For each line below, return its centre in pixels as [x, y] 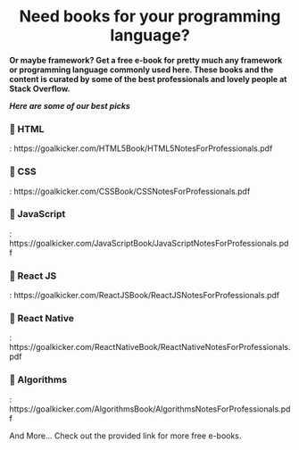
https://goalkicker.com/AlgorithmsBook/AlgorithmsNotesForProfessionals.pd [150, 409]
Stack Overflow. [40, 88]
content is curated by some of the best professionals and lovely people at [148, 79]
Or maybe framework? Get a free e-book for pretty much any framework [146, 60]
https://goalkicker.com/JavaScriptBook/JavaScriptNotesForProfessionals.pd [149, 243]
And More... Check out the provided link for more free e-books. [125, 436]
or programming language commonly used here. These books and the [141, 70]
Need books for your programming [150, 17]
